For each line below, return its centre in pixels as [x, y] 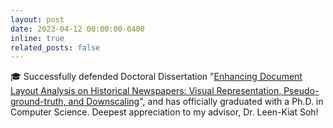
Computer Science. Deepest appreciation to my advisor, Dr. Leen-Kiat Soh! [164, 112]
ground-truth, [38, 102]
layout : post [37, 19]
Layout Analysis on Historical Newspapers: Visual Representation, [146, 91]
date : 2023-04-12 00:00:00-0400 [77, 29]
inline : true [37, 38]
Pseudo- [301, 91]
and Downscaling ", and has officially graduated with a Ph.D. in [196, 102]
